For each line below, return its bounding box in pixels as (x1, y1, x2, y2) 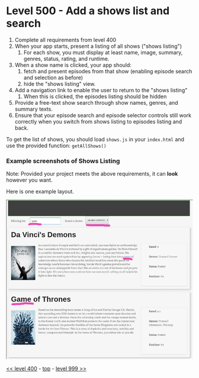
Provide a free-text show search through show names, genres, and (14, 99, 179, 106)
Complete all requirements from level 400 (14, 36, 117, 43)
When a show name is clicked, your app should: (14, 61, 132, 69)
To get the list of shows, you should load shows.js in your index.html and (6, 135, 185, 143)
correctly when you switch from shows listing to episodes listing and (14, 118, 182, 125)
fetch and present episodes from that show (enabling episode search (23, 67, 192, 75)
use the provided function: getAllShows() (6, 142, 107, 149)
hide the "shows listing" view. (23, 80, 96, 87)
